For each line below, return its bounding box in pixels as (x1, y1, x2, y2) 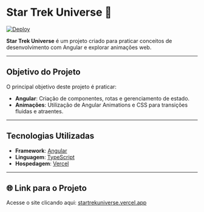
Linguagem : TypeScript (15, 153, 75, 161)
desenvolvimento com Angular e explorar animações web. (6, 44, 152, 51)
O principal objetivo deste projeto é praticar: (6, 83, 117, 90)
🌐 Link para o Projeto (6, 183, 87, 193)
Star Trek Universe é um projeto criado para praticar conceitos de (6, 37, 172, 44)
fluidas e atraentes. (15, 107, 64, 114)
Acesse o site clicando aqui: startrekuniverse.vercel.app (6, 199, 147, 207)
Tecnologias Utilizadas (6, 131, 95, 141)
